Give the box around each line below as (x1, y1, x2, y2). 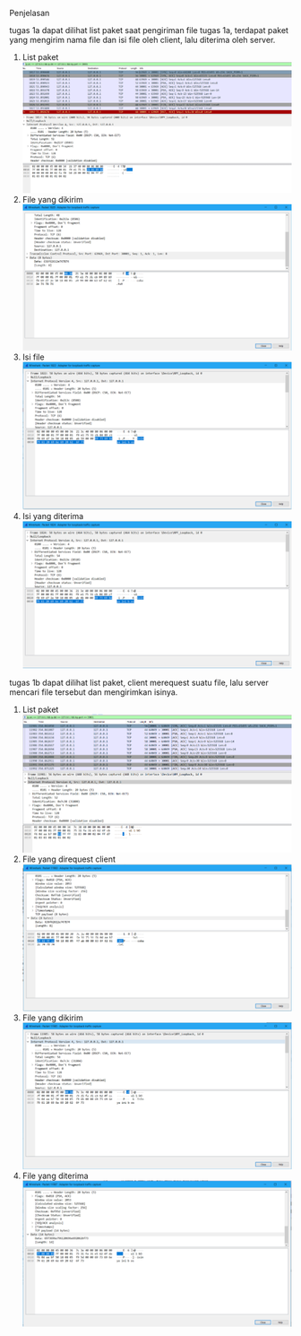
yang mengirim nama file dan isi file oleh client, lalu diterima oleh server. (9, 35, 276, 45)
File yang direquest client (21, 854, 116, 864)
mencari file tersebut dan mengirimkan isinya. (9, 687, 178, 698)
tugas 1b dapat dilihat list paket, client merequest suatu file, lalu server (9, 677, 269, 689)
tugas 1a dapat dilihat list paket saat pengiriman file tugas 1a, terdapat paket (9, 25, 289, 35)
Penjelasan (9, 8, 50, 18)
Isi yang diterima (21, 510, 84, 521)
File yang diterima (21, 1170, 89, 1182)
